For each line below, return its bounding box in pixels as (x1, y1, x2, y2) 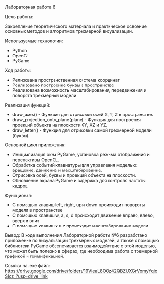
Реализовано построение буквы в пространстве (12, 82, 114, 88)
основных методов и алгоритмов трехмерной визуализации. (5, 28, 134, 34)
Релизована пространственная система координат (12, 77, 120, 83)
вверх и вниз (12, 218, 40, 223)
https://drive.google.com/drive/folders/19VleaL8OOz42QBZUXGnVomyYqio (5, 268, 158, 274)
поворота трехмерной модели (12, 93, 77, 98)
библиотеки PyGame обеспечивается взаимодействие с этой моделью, (5, 243, 156, 249)
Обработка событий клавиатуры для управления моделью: (12, 162, 137, 168)
